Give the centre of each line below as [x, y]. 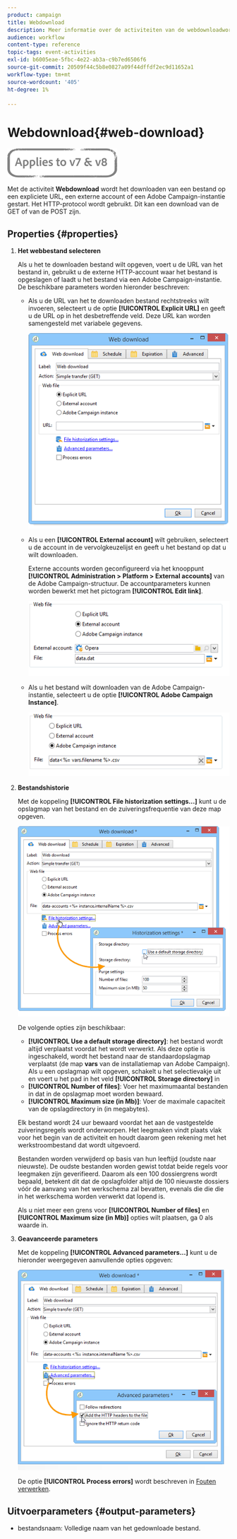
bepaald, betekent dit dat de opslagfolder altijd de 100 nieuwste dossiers [123, 1181]
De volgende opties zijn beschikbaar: [71, 1027]
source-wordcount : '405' [44, 82]
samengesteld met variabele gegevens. [85, 323]
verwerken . [34, 1489]
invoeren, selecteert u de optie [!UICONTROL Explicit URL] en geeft [127, 308]
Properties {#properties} [63, 234]
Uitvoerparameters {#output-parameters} [102, 1511]
